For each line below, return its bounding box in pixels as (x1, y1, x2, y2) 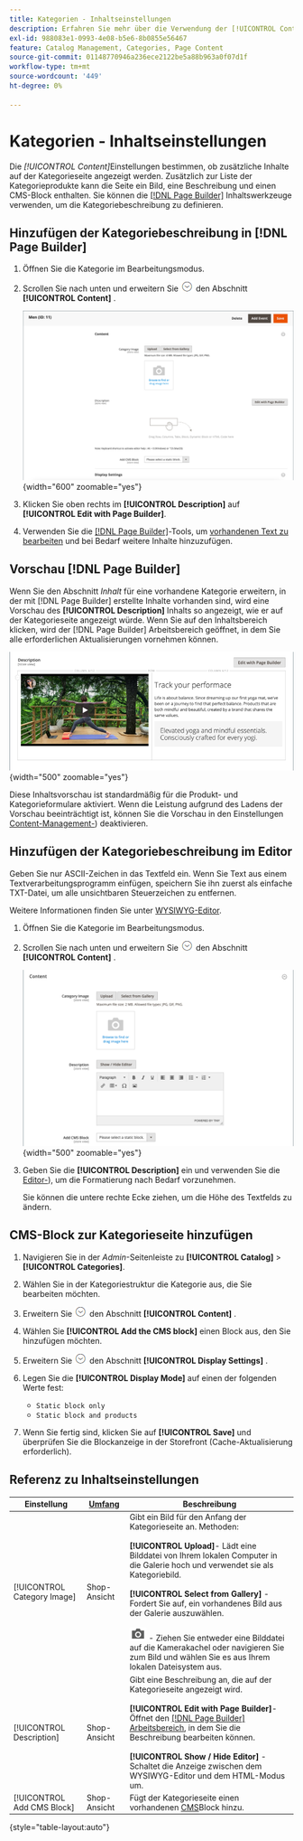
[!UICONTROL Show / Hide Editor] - (129, 1751, 267, 1761)
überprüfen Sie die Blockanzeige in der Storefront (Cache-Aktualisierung (22, 1436, 293, 1447)
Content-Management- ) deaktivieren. (9, 818, 149, 829)
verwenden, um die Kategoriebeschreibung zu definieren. (9, 199, 224, 210)
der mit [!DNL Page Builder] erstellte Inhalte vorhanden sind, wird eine (9, 595, 270, 606)
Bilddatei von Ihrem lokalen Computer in (129, 1550, 278, 1561)
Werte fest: (22, 1382, 65, 1393)
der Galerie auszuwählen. (129, 1608, 225, 1619)
